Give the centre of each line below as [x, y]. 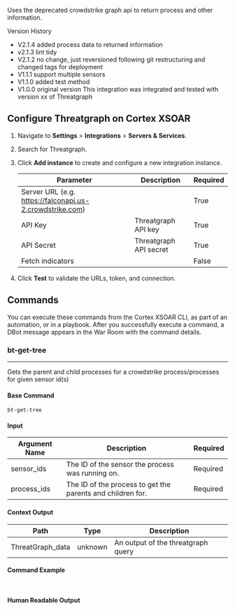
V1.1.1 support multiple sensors [61, 74]
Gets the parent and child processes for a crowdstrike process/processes [113, 372]
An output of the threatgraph [161, 542]
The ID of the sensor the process [120, 465]
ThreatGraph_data [41, 547]
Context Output [30, 512]
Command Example [36, 570]
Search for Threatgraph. [52, 149]
